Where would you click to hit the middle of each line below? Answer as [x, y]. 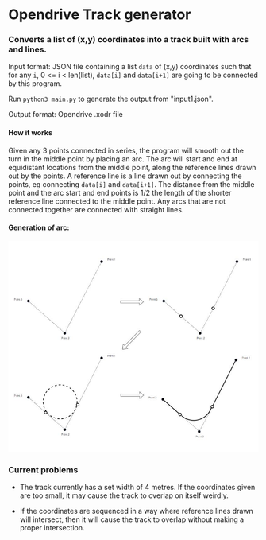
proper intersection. [52, 528]
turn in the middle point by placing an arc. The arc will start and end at [123, 159]
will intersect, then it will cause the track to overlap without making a [132, 519]
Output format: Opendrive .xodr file [66, 115]
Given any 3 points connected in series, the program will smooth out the [126, 150]
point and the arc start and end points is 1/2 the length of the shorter [120, 192]
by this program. [35, 84]
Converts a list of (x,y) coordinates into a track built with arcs [128, 40]
